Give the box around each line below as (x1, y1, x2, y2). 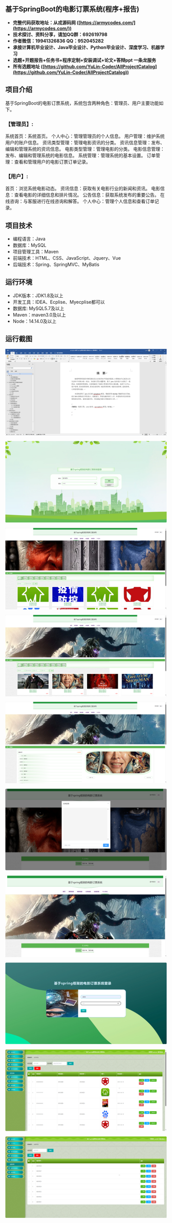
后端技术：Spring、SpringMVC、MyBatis (12, 261, 100, 268)
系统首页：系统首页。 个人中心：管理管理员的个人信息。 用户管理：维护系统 (5, 133, 165, 139)
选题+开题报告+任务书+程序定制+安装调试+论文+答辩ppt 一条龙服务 (12, 57, 156, 63)
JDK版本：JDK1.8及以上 (12, 292, 63, 299)
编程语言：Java (12, 236, 46, 242)
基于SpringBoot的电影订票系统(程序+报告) (5, 5, 140, 14)
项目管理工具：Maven (12, 248, 59, 255)
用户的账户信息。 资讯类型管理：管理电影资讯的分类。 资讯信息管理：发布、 (5, 139, 165, 145)
